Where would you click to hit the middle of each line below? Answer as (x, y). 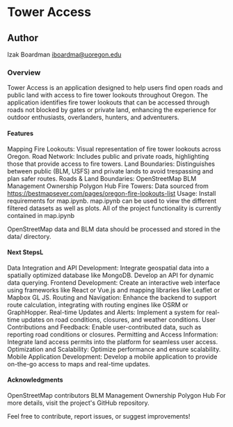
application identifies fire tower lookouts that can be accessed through (109, 102)
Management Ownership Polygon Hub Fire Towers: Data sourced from (108, 186)
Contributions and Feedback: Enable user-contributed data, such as (104, 327)
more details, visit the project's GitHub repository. (78, 403)
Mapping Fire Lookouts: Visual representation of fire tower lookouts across (114, 149)
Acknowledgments (35, 380)
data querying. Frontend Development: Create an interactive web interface (114, 282)
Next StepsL (25, 252)
